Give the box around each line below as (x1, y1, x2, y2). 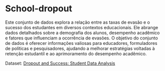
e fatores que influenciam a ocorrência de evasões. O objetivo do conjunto (5, 35, 158, 41)
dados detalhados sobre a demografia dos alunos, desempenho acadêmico (5, 30, 160, 35)
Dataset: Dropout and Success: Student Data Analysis (5, 60, 115, 66)
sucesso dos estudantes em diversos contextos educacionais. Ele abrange (5, 24, 158, 30)
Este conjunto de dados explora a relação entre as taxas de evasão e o (5, 19, 150, 25)
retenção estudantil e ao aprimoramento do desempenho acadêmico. (5, 50, 147, 57)
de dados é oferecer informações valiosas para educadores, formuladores (5, 40, 158, 46)
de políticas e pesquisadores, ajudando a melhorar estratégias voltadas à (5, 45, 155, 51)
